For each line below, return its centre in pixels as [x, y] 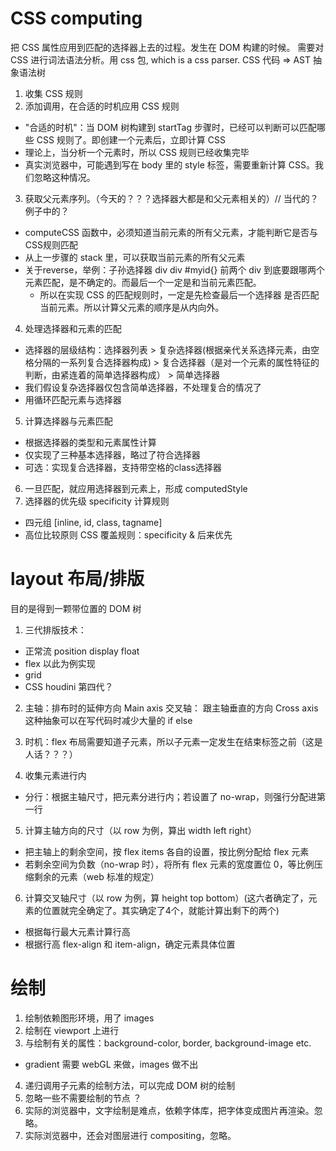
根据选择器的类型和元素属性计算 [90, 442]
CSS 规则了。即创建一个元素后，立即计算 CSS [131, 139]
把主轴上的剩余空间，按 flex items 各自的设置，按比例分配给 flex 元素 [167, 851]
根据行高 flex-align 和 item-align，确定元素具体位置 [130, 944]
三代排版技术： [55, 629]
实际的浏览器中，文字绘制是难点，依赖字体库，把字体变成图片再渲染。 [169, 1110]
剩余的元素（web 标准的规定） [96, 876]
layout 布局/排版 [77, 579]
